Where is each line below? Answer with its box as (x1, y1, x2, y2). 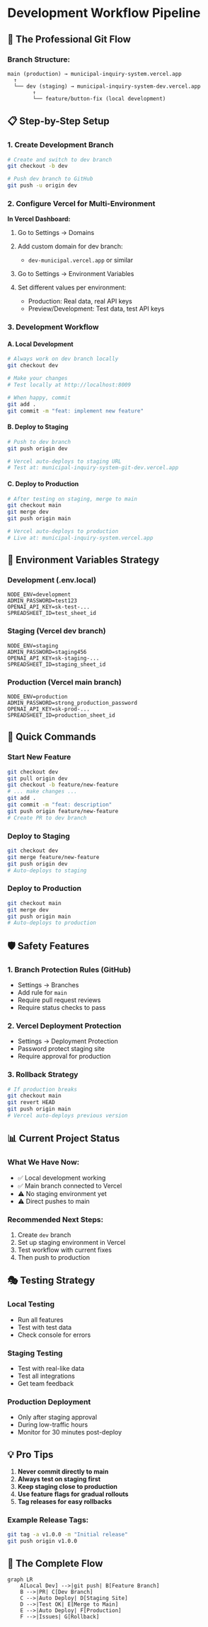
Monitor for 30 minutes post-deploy (17, 1428, 122, 1437)
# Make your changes (7, 375, 69, 382)
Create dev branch (17, 1230, 71, 1239)
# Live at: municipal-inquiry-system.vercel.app (7, 534, 154, 541)
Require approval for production (17, 1052, 111, 1061)
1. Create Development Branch (7, 140, 114, 150)
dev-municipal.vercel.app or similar (28, 256, 133, 265)
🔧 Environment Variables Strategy (7, 554, 160, 566)
